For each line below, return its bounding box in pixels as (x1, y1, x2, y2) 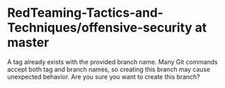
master (7, 35, 49, 50)
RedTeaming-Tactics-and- (7, 5, 164, 21)
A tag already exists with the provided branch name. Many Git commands (7, 57, 218, 66)
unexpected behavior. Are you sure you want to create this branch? (7, 72, 201, 81)
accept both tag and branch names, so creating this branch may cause (7, 65, 210, 73)
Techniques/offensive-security (7, 20, 193, 36)
